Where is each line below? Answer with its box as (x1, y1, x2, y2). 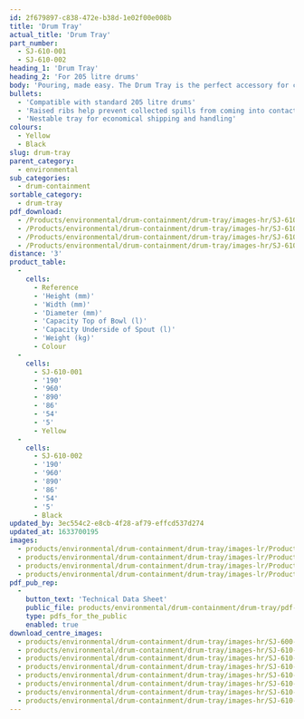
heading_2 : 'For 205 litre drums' (9, 73, 140, 82)
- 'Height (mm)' (33, 291, 95, 300)
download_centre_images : (9, 628, 103, 637)
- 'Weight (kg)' (33, 334, 95, 343)
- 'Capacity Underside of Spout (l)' (33, 325, 176, 335)
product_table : (9, 257, 67, 267)
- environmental (17, 165, 79, 174)
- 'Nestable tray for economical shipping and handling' (17, 114, 237, 123)
